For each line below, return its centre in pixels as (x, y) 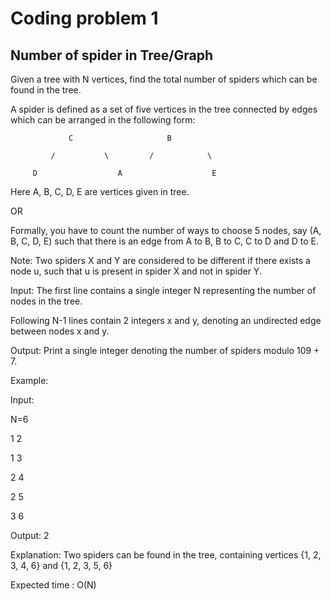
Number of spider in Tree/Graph (111, 55)
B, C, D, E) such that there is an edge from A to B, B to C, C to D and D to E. (165, 241)
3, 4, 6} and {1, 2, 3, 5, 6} (61, 565)
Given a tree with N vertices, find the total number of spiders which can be (164, 79)
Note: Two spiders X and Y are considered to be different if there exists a (160, 260)
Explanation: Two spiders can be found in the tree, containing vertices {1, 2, (166, 555)
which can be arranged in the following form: (103, 120)
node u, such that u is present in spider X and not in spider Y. (136, 271)
